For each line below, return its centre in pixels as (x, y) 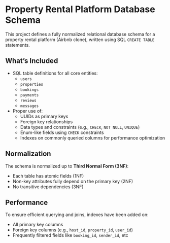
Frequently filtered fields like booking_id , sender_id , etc (70, 235)
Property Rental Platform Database (80, 9)
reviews (28, 100)
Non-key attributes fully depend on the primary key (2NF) (73, 181)
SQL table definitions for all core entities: (55, 73)
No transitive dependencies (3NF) (48, 187)
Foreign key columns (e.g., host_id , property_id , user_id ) (73, 230)
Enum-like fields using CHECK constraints (62, 132)
